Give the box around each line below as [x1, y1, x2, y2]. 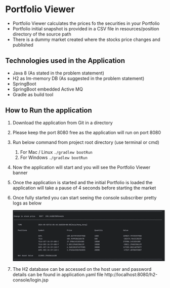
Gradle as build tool [12, 91, 54, 97]
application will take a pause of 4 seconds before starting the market [12, 185, 156, 191]
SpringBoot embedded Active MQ [12, 86, 83, 92]
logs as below [12, 200, 42, 206]
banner [12, 170, 28, 176]
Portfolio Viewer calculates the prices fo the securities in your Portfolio [12, 20, 160, 26]
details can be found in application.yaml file [12, 271, 104, 277]
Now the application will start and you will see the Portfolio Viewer [12, 164, 151, 170]
